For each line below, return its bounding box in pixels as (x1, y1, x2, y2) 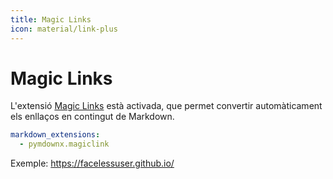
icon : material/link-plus (10, 24, 118, 34)
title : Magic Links (10, 14, 92, 25)
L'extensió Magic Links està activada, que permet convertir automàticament (10, 100, 323, 112)
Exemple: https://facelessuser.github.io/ (10, 157, 175, 170)
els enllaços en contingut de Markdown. (10, 111, 175, 123)
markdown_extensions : (10, 130, 101, 140)
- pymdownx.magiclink (19, 139, 110, 150)
